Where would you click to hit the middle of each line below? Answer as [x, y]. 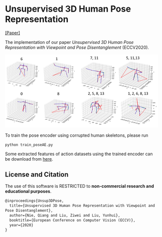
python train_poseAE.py [29, 145]
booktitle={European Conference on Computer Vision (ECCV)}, [73, 220]
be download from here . [29, 159]
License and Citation [37, 174]
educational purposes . [28, 191]
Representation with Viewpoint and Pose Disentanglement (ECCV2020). [77, 47]
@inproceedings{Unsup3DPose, [34, 201]
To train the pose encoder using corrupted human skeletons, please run [77, 135]
